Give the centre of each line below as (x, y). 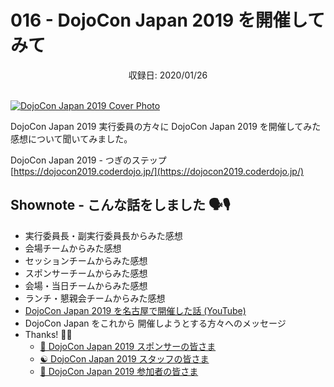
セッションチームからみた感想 (86, 260)
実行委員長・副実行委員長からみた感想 (103, 235)
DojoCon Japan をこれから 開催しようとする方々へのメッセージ (155, 323)
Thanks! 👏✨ (48, 334)
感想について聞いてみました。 (71, 138)
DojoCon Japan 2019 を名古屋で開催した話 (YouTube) (135, 310)
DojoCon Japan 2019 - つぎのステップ (88, 160)
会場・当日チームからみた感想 (86, 285)
